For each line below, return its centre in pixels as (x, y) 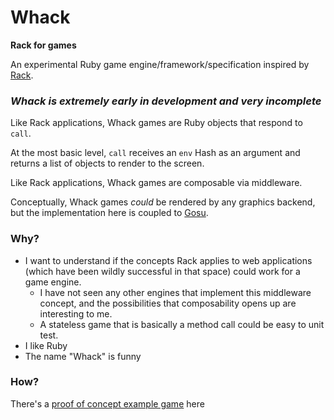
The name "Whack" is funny (83, 356)
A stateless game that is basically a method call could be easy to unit (182, 324)
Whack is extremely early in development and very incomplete (166, 101)
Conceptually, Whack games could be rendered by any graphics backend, (163, 202)
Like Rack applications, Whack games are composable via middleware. (156, 183)
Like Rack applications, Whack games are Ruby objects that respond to (156, 123)
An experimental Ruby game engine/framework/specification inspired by (160, 64)
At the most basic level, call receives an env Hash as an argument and (155, 153)
